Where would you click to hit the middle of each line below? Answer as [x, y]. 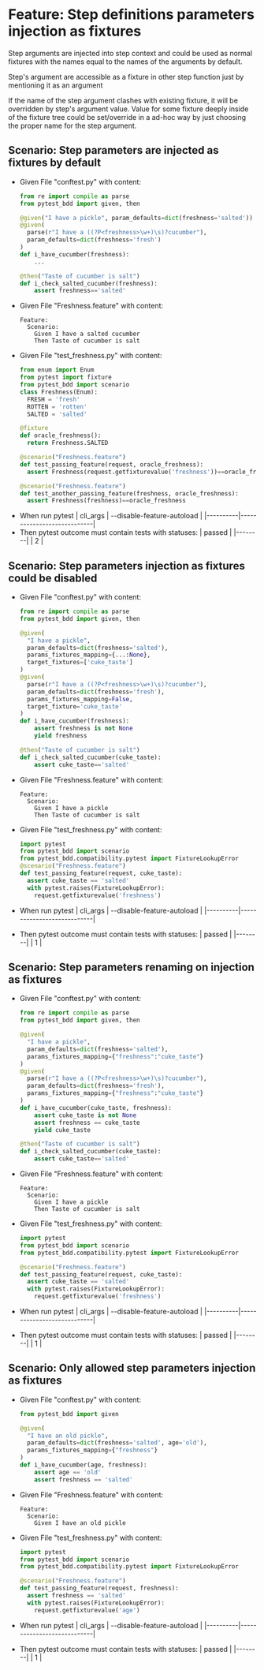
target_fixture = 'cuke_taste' [75, 706]
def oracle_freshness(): [60, 435]
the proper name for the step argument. [73, 125]
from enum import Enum [57, 370]
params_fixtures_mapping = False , [80, 699]
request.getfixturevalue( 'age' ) [87, 1610]
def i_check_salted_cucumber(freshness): [88, 283]
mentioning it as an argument [56, 85]
